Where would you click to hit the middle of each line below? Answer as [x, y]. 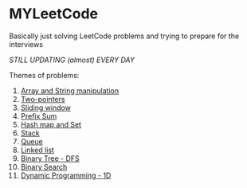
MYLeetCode [54, 14]
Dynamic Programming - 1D [66, 175]
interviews [26, 44]
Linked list [37, 150]
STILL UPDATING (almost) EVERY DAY [72, 60]
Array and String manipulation [70, 90]
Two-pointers [43, 99]
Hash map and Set [51, 124]
